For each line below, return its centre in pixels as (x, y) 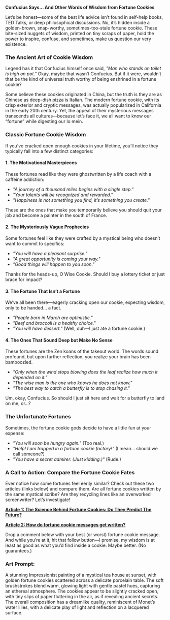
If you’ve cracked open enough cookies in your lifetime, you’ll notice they (82, 146)
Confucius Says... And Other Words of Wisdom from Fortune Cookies (80, 7)
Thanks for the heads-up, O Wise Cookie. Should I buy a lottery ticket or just (85, 274)
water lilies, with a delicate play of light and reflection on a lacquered (77, 607)
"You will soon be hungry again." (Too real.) (58, 443)
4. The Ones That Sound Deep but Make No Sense (59, 340)
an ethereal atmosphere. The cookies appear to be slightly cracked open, (82, 591)
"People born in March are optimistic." (53, 318)
